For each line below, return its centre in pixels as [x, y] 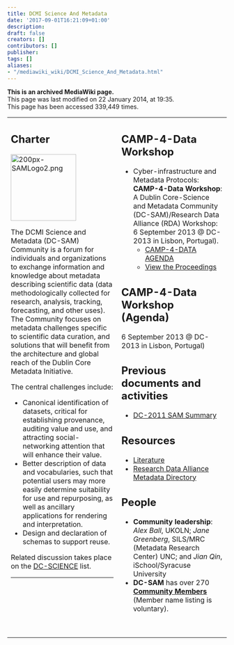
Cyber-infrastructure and [175, 171]
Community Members [170, 591]
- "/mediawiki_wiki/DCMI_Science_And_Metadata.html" [85, 72]
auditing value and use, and [68, 429]
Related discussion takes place [61, 557]
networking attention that [64, 446]
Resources [148, 440]
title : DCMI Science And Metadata [57, 14]
